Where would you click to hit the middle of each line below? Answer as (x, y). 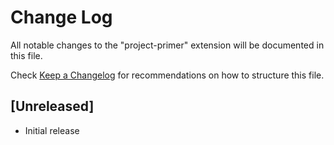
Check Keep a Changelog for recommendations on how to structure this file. (167, 75)
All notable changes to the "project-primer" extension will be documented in (167, 45)
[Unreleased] (52, 106)
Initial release (52, 130)
